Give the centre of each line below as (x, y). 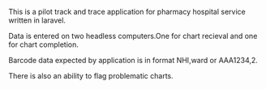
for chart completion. (43, 44)
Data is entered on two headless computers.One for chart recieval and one (133, 36)
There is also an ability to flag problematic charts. (91, 76)
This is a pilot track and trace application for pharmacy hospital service (127, 12)
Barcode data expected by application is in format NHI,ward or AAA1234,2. (133, 60)
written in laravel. (37, 20)
